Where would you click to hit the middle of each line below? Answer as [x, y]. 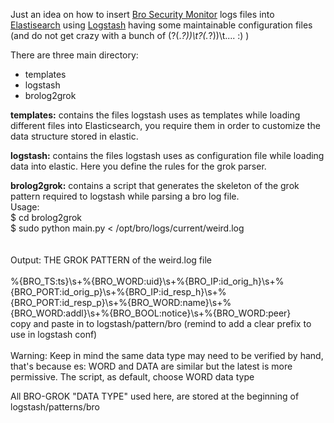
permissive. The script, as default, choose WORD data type [132, 377]
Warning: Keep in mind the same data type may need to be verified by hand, [167, 355]
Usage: [25, 207]
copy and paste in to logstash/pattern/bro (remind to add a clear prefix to [161, 323]
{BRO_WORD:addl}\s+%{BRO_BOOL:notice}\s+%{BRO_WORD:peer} [151, 313]
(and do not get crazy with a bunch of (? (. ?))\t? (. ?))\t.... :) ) [130, 35]
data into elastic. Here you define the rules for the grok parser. [138, 166]
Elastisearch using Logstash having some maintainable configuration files [161, 25]
